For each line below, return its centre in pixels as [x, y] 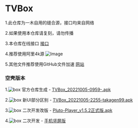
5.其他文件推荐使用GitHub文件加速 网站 [45, 64]
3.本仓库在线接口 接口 [27, 43]
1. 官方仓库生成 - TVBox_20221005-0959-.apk [58, 90]
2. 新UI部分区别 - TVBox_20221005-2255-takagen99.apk [69, 100]
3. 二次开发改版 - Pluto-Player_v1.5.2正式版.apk [59, 110]
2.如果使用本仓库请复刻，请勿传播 [39, 33]
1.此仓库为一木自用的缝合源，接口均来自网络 [50, 22]
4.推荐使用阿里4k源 [25, 54]
